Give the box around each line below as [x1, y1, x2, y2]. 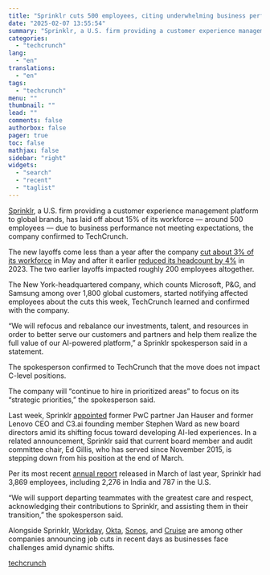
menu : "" [8, 94, 38, 102]
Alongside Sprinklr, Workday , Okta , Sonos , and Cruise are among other [8, 525, 243, 535]
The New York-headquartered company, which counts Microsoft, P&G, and [8, 279, 256, 290]
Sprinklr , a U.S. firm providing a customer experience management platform [8, 206, 259, 216]
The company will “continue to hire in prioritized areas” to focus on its [8, 386, 239, 396]
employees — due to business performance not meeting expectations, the [8, 223, 254, 232]
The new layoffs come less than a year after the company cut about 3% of [8, 247, 255, 257]
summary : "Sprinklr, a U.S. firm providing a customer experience [8, 27, 235, 35]
